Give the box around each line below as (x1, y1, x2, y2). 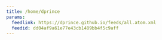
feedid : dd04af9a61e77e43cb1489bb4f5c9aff (11, 25, 119, 31)
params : (6, 14, 26, 20)
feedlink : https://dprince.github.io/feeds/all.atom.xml (11, 19, 157, 25)
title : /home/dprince (6, 8, 60, 15)
